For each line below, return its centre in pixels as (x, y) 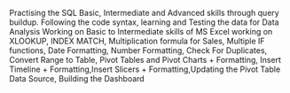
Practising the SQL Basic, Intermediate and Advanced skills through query (144, 13)
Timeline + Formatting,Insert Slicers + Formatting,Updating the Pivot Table (145, 69)
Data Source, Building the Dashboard (77, 78)
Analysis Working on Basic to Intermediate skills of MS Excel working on (141, 31)
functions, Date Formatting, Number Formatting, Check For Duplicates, (138, 50)
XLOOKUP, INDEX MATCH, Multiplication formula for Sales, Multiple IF (137, 41)
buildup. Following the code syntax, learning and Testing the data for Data (144, 22)
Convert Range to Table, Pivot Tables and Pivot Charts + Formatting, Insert (145, 60)
